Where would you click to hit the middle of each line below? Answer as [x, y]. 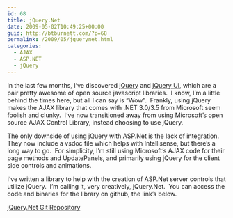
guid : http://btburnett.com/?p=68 [57, 33]
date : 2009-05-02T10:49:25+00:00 [56, 26]
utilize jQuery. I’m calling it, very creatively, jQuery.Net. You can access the [116, 186]
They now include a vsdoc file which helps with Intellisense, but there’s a [111, 143]
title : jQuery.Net [34, 20]
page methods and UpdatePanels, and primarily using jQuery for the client [114, 158]
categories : [24, 46]
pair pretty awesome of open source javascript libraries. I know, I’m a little [114, 93]
